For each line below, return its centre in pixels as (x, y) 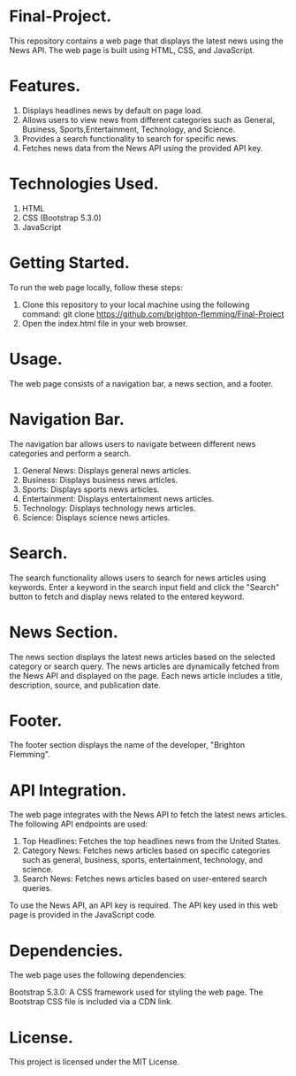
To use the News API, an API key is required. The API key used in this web (144, 905)
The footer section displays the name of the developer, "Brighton (127, 745)
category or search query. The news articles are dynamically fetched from (144, 666)
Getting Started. (69, 263)
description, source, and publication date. (85, 685)
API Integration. (68, 790)
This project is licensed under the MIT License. (95, 1062)
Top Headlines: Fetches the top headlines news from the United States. (151, 842)
